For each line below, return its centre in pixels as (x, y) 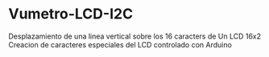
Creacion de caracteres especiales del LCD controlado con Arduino (120, 44)
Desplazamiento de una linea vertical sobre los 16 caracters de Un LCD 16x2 (135, 36)
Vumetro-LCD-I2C (71, 14)
